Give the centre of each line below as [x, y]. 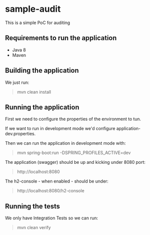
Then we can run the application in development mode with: [65, 143]
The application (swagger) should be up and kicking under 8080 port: [75, 162]
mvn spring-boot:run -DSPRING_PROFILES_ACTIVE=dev [74, 153]
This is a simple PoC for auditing [38, 23]
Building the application [42, 70]
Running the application [42, 107]
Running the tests [32, 206]
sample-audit [33, 9]
